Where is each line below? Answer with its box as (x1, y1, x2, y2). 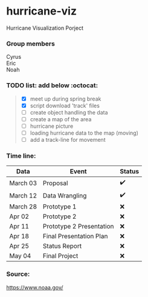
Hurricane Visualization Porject (6, 24, 83, 32)
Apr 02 (9, 212, 29, 221)
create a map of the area (30, 115, 92, 122)
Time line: (6, 152, 36, 160)
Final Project (42, 252, 79, 260)
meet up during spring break (30, 95, 101, 102)
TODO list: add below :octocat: (6, 81, 98, 90)
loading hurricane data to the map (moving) (30, 129, 139, 136)
